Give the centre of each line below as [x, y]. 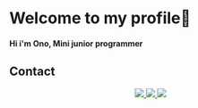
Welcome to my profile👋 [100, 18]
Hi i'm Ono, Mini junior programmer [76, 43]
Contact [32, 72]
